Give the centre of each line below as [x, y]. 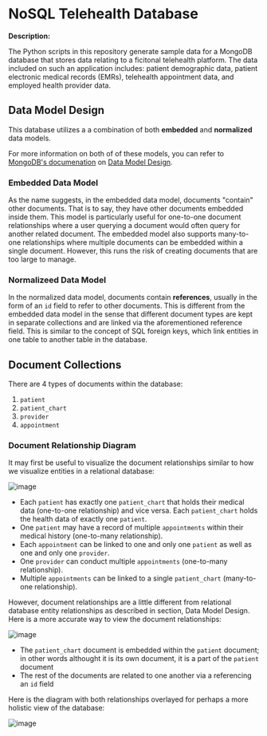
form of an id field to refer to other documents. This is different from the [127, 306]
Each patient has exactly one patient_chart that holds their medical [132, 502]
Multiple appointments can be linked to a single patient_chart [120, 578]
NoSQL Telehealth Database [104, 14]
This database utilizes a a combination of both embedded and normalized [130, 129]
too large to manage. [42, 259]
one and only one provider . [65, 553]
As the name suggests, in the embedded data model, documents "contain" [131, 200]
